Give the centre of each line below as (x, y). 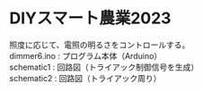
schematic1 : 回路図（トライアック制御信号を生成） (104, 67)
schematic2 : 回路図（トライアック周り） (85, 78)
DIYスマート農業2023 (90, 18)
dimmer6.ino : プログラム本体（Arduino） (86, 55)
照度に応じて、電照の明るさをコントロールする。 (100, 45)
